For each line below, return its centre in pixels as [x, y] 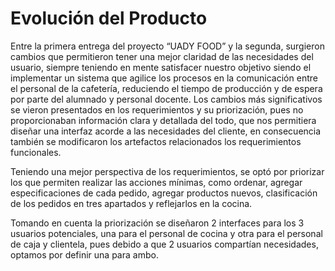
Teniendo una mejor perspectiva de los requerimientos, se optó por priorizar [167, 171]
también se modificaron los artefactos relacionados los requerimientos [156, 141]
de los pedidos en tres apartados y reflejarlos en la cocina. [131, 203]
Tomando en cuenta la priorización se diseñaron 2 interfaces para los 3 [157, 223]
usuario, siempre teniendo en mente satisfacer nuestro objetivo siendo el [161, 67]
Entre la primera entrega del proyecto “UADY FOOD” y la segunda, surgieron [167, 46]
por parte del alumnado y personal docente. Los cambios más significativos [166, 99]
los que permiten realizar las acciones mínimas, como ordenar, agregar [156, 182]
